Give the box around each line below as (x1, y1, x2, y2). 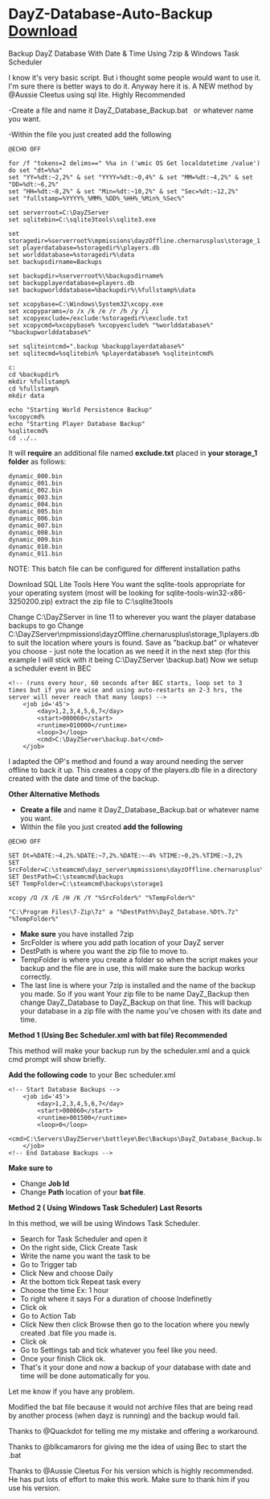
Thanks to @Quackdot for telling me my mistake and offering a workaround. (8, 1426, 260, 1435)
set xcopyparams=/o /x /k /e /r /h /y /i (8, 307, 149, 315)
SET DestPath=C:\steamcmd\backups (8, 873, 125, 881)
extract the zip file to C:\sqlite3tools (55, 597, 174, 606)
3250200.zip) (8, 597, 54, 606)
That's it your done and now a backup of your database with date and (19, 1362, 252, 1372)
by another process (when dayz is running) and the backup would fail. (8, 1410, 240, 1420)
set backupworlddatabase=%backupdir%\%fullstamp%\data (8, 286, 196, 294)
